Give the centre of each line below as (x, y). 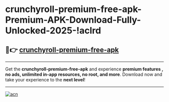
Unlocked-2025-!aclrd (53, 31)
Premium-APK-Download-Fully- (73, 20)
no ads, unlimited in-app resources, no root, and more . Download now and (84, 74)
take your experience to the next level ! (45, 80)
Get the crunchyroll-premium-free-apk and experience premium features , (84, 69)
